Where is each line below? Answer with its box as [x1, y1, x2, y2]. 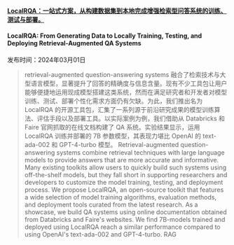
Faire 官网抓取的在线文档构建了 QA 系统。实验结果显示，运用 [24, 122, 200, 131]
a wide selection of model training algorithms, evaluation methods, [24, 192, 217, 201]
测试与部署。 [7, 15, 44, 24]
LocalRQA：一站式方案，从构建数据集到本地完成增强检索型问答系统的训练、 [7, 6, 227, 15]
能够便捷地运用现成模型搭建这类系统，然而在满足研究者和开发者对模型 [24, 87, 228, 96]
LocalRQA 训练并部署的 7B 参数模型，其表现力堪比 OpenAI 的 [24, 132, 202, 140]
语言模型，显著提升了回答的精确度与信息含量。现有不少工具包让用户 [30, 79, 228, 87]
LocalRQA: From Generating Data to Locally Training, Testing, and [7, 31, 202, 40]
